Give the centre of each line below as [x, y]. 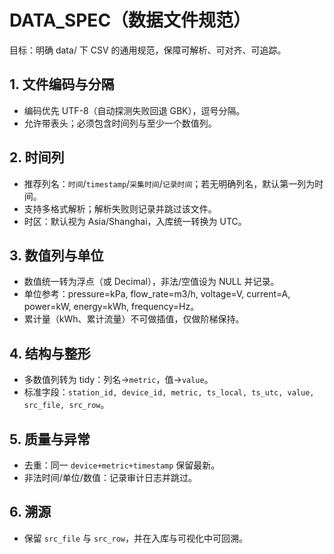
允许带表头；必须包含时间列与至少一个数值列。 [120, 123]
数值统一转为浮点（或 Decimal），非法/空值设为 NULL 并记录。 [151, 282]
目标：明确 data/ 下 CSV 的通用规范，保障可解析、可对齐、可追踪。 [148, 50]
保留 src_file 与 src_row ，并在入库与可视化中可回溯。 [136, 538]
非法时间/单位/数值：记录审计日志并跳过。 [110, 477]
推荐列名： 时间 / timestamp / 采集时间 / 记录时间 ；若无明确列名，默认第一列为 [169, 183]
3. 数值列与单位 [56, 255]
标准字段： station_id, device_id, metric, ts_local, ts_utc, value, [169, 392]
